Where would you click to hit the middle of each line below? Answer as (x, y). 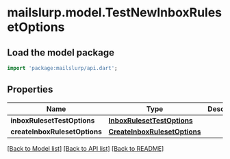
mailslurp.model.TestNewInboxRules (115, 13)
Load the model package (61, 52)
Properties (30, 89)
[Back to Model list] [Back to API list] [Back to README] (86, 148)
